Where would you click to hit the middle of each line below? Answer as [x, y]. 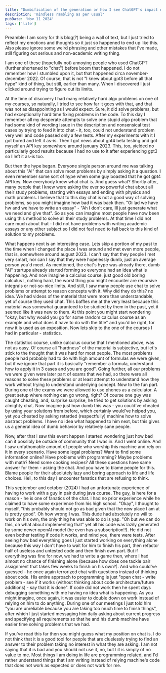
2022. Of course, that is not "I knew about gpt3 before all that [90, 79]
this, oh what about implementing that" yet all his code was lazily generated [82, 525]
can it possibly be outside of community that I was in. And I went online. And [83, 442]
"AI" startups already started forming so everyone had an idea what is [76, 270]
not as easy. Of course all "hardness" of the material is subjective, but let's [81, 348]
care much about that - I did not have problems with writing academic [76, 224]
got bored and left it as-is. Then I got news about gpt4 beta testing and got [81, 141]
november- [137, 73]
